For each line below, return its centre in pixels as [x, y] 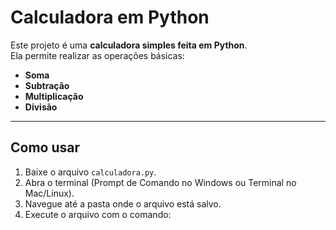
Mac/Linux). [49, 193]
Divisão [41, 107]
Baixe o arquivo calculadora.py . [90, 172]
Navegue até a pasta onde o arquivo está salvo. [123, 203]
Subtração [47, 85]
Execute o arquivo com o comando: [98, 214]
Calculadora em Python [110, 17]
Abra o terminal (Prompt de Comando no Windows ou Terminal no [160, 182]
